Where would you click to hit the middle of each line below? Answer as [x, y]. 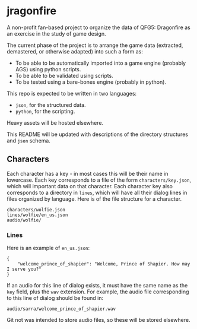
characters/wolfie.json [36, 210]
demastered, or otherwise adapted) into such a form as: [75, 51]
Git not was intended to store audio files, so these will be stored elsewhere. [99, 320]
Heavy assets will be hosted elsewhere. [55, 122]
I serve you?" [24, 269]
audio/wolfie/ [24, 220]
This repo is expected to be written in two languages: [72, 93]
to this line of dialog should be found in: [55, 298]
